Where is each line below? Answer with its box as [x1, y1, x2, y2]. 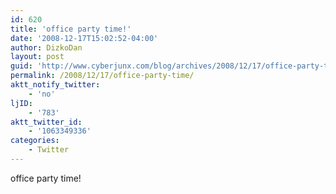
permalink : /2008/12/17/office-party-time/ [10, 71, 195, 81]
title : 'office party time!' [10, 24, 132, 34]
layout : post [10, 52, 65, 62]
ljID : [10, 98, 33, 108]
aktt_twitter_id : [10, 117, 83, 127]
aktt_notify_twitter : [10, 80, 101, 90]
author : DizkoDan [10, 42, 83, 53]
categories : [10, 136, 60, 146]
